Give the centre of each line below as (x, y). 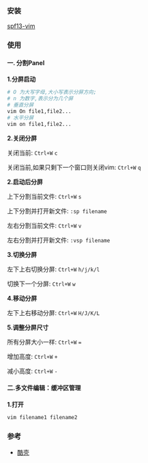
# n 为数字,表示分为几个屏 (40, 99)
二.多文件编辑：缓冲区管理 (44, 388)
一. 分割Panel (26, 62)
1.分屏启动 (21, 79)
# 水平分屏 (20, 118)
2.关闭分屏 (22, 138)
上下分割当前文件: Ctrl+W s (44, 196)
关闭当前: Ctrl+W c (32, 153)
